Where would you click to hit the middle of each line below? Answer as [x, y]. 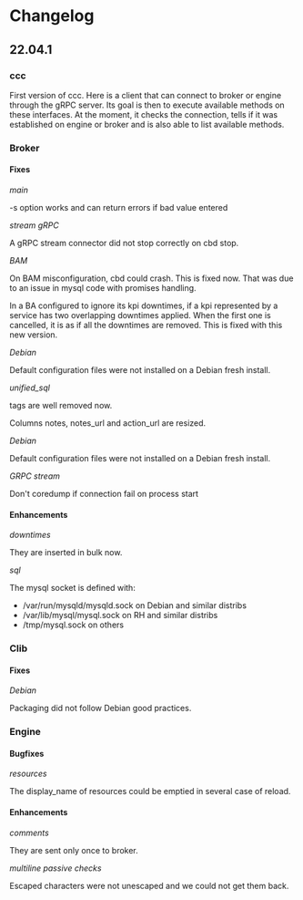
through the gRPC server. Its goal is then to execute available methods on [147, 105]
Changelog [52, 16]
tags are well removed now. [61, 405]
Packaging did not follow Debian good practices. [101, 709]
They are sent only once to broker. [74, 850]
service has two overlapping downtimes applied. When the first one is [140, 315]
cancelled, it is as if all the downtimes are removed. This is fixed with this [146, 325]
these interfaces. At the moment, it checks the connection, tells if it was [144, 114]
